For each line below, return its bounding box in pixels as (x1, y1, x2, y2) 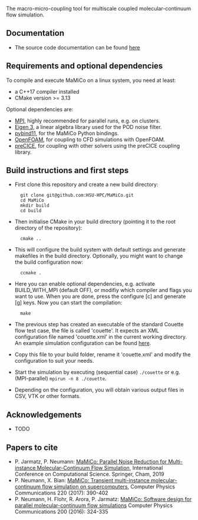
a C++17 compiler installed (14, 88, 80, 95)
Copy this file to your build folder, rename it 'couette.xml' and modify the (14, 351, 191, 358)
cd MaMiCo (20, 197, 44, 204)
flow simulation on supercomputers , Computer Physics (42, 483, 176, 491)
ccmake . (20, 270, 42, 276)
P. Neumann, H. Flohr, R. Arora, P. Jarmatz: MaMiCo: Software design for (14, 496, 192, 503)
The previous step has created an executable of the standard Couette (14, 321, 184, 328)
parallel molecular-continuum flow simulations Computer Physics (14, 502, 173, 509)
